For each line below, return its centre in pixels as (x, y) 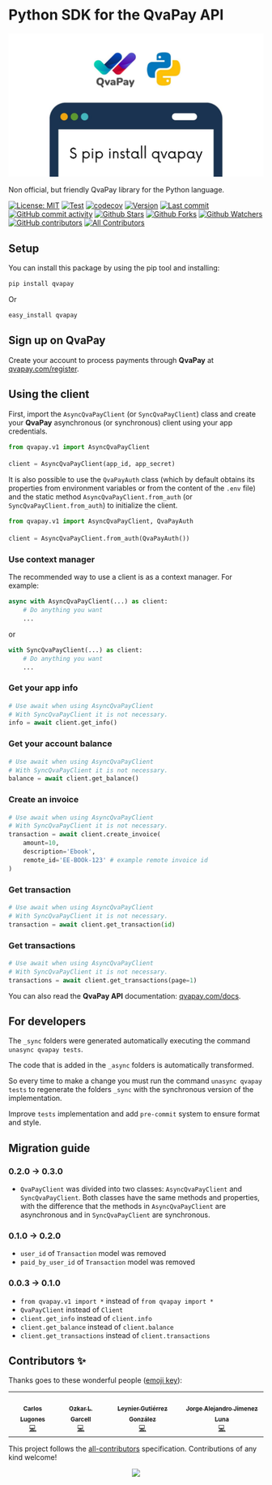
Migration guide (49, 1148)
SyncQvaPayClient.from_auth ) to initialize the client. (93, 506)
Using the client (49, 394)
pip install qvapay (41, 284)
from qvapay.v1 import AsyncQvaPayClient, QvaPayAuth (101, 521)
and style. (25, 1123)
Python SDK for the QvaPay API (116, 15)
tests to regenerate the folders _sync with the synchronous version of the (131, 1090)
